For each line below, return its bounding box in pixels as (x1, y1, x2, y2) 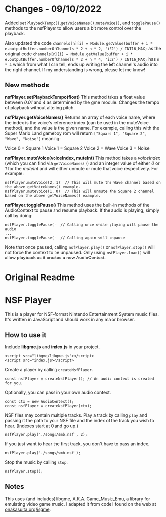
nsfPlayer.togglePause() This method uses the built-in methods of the (5, 202, 150, 208)
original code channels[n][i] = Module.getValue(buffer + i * (5, 51, 133, 57)
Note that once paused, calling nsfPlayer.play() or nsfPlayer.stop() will (5, 244, 155, 250)
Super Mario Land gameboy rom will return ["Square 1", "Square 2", (5, 130, 147, 136)
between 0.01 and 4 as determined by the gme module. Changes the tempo (5, 99, 160, 105)
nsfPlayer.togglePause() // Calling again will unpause (5, 235, 125, 240)
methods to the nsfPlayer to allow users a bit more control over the (5, 25, 141, 31)
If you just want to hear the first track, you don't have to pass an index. (5, 441, 150, 447)
